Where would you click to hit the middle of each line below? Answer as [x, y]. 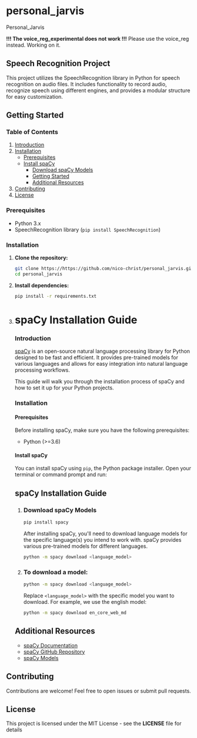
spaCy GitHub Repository [54, 652]
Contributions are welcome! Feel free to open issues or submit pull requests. [98, 691]
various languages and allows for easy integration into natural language [101, 364]
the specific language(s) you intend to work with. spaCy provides [102, 540]
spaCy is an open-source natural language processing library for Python [102, 351]
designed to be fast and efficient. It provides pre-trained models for [96, 357]
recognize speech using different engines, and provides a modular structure [98, 90]
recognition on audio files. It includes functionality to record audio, [86, 84]
